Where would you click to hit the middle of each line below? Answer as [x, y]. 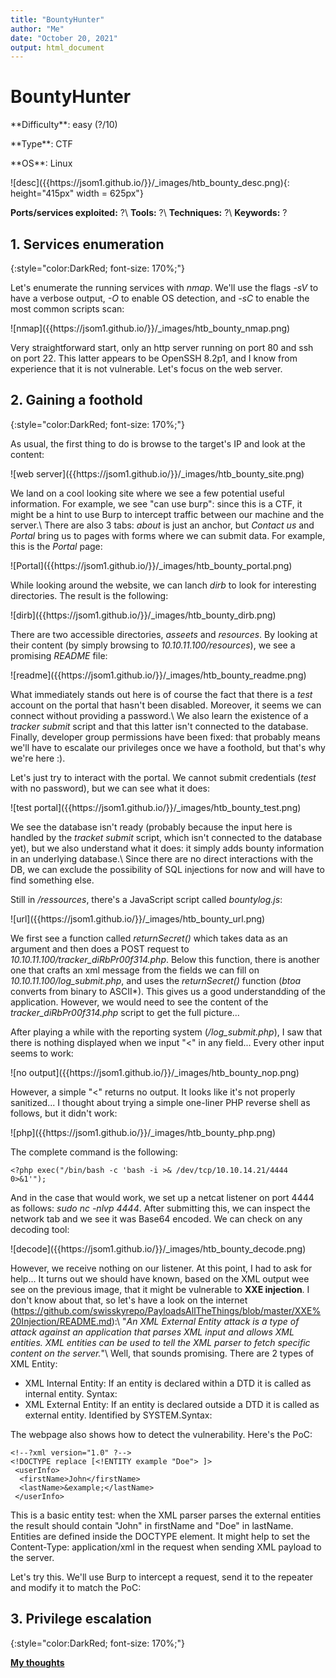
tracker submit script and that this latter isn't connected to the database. [159, 726]
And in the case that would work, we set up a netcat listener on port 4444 [162, 1197]
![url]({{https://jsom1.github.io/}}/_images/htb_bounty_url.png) [138, 918]
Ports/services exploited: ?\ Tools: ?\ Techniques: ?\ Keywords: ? [149, 213]
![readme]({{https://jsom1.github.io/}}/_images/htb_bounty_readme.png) [158, 675]
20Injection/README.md [61, 1321]
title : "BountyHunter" [57, 19]
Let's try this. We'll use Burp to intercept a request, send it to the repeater [161, 1577]
